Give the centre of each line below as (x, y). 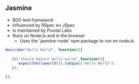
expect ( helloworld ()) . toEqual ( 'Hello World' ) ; (67, 63)
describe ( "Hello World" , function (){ (44, 50)
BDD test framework (33, 20)
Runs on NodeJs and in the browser (49, 35)
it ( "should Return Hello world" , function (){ (58, 59)
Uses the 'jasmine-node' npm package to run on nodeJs (77, 41)
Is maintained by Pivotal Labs (42, 30)
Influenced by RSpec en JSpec (44, 25)
